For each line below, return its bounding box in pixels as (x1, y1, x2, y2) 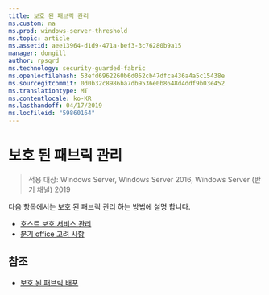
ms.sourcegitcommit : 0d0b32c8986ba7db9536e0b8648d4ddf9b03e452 (8, 79, 226, 87)
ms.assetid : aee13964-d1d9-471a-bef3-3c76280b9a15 (8, 42, 182, 50)
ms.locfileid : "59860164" (8, 110, 95, 118)
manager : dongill (8, 49, 67, 57)
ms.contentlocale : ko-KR (8, 94, 92, 102)
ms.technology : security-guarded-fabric (8, 64, 147, 73)
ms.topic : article (8, 34, 70, 43)
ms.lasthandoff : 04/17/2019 (8, 102, 103, 110)
